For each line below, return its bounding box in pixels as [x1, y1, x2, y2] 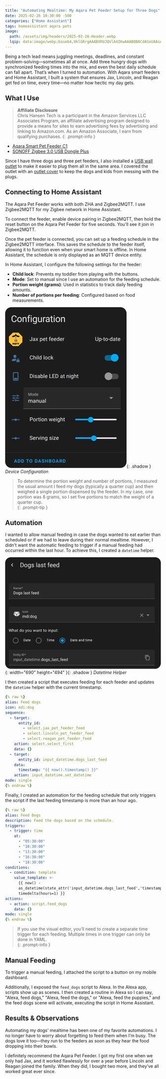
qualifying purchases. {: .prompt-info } [17, 134, 95, 139]
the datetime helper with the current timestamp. [5, 684, 102, 690]
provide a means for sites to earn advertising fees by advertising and [17, 123, 158, 129]
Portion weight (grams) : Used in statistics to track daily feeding [12, 281, 142, 287]
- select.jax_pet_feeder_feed [23, 726, 85, 731]
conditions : [5, 865, 30, 870]
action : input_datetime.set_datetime [14, 773, 92, 778]
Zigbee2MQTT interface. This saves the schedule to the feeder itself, [5, 241, 146, 247]
